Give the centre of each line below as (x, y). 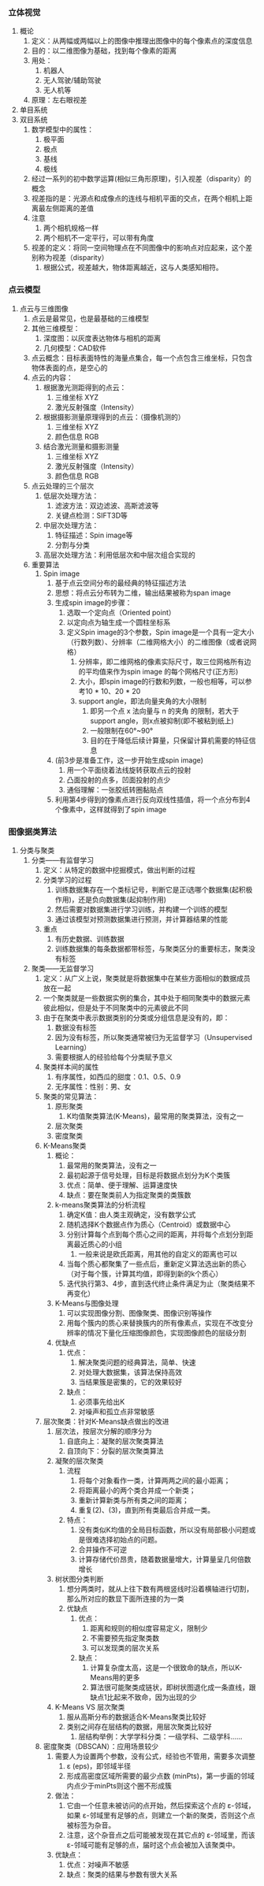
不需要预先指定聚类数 (125, 1638)
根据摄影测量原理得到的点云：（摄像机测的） (114, 417)
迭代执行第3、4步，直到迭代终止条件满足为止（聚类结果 (157, 1283)
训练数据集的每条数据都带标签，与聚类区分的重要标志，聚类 (152, 949)
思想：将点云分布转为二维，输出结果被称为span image (143, 592)
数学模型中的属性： (63, 130)
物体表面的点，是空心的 (69, 367)
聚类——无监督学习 (63, 968)
